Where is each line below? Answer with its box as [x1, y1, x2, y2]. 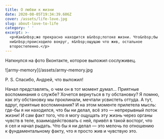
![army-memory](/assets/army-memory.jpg [5, 67, 93, 73]
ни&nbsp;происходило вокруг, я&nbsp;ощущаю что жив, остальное [9, 39, 142, 44]
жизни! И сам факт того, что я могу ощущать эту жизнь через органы [5, 112, 153, 118]
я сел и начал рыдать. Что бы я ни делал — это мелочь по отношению [5, 123, 154, 129]
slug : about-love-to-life [5, 21, 58, 26]
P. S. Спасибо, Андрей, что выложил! [5, 76, 83, 82]
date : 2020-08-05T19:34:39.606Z [5, 12, 72, 17]
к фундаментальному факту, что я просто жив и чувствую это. [5, 128, 137, 134]
